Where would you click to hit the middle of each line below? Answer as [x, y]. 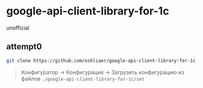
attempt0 [24, 47]
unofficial [18, 28]
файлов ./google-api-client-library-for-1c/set [83, 78]
